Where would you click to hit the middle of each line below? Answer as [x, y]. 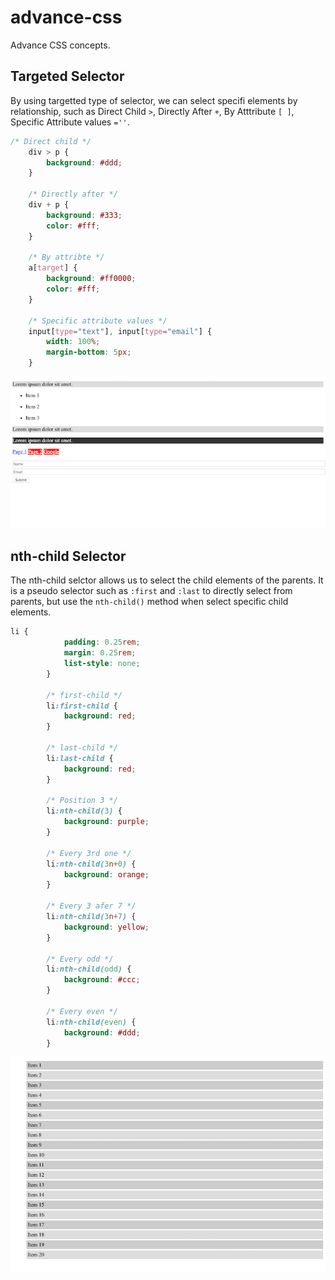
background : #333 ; [84, 215]
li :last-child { [80, 758]
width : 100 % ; [73, 342]
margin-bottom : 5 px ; [89, 352]
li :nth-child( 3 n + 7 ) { [91, 917]
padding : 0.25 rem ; [102, 642]
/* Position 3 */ [82, 801]
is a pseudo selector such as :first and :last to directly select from [151, 591]
